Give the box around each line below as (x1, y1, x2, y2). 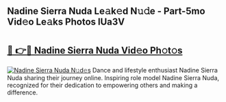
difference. (7, 88, 38, 97)
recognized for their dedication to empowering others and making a (7, 81, 198, 89)
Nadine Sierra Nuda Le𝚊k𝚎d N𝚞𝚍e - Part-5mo (7, 5, 205, 17)
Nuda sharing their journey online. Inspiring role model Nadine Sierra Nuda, (7, 74, 220, 81)
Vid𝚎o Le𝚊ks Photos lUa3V (7, 16, 125, 28)
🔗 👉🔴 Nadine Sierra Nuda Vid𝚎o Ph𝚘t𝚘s (7, 44, 183, 56)
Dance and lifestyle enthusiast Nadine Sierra (92, 66, 218, 74)
